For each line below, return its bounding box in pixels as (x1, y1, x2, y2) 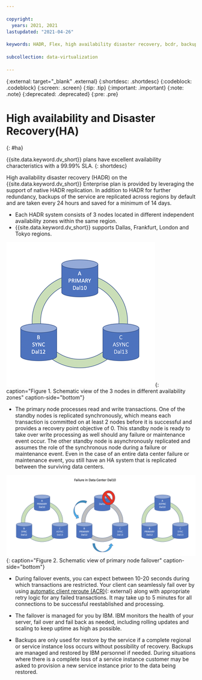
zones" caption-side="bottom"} (6, 393, 85, 401)
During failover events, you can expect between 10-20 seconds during (14, 575, 190, 582)
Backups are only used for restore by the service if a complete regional (14, 637, 191, 644)
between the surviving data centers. (14, 463, 105, 470)
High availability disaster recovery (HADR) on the (6, 174, 127, 181)
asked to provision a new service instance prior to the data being (14, 662, 176, 669)
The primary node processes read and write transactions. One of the (14, 405, 185, 413)
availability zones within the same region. (14, 217, 117, 225)
